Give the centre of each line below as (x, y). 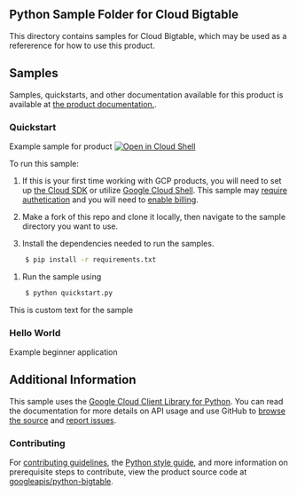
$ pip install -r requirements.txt (91, 259)
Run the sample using (62, 276)
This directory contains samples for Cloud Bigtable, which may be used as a (148, 35)
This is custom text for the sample (71, 310)
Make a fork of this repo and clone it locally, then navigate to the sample (154, 216)
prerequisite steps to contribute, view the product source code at (128, 472)
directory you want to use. (70, 226)
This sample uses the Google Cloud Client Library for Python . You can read (146, 401)
